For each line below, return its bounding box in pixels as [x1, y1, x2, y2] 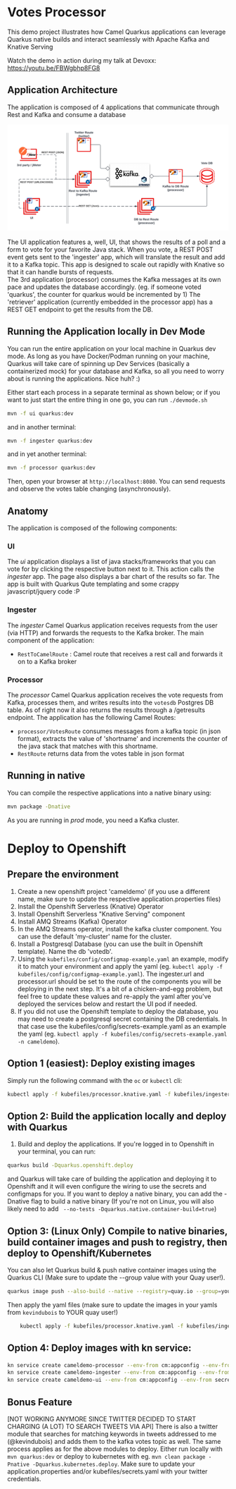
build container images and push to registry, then [7, 1236, 228, 1248]
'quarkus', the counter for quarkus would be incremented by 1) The [7, 290, 201, 298]
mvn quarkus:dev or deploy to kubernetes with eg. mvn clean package [7, 1452, 206, 1460]
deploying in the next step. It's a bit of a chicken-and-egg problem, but [17, 984, 223, 993]
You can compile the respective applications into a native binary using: [7, 788, 212, 797]
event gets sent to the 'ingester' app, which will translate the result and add [7, 252, 225, 261]
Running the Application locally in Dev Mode [7, 326, 206, 338]
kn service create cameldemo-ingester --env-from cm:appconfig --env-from [7, 1369, 231, 1376]
